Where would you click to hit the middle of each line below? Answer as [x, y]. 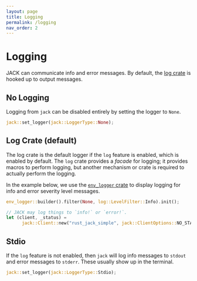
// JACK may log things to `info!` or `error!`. [67, 212]
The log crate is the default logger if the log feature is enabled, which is [92, 155]
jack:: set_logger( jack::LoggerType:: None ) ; [60, 122]
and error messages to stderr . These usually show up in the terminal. [90, 262]
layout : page [22, 11]
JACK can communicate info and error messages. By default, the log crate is [98, 73]
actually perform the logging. [41, 173]
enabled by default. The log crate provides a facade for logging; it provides [97, 161]
